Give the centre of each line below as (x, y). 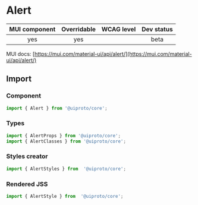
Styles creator (27, 156)
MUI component (32, 29)
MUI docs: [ (21, 53)
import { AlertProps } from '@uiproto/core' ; (63, 135)
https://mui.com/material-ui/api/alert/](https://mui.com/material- (113, 53)
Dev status (158, 29)
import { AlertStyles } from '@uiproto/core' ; (66, 169)
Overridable (79, 29)
